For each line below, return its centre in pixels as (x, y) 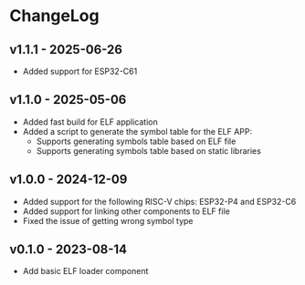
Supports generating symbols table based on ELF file (136, 141)
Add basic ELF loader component (85, 271)
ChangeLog (54, 16)
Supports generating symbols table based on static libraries (149, 150)
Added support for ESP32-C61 (80, 71)
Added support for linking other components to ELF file (126, 211)
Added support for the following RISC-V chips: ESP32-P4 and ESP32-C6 (159, 201)
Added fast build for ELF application (90, 122)
